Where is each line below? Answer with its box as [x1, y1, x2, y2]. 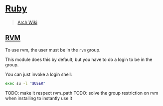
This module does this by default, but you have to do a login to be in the [5, 56, 153, 62]
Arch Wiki [17, 19, 37, 25]
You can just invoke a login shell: [5, 71, 72, 77]
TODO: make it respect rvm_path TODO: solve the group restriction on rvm [5, 90, 159, 96]
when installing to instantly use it [5, 95, 72, 101]
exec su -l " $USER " [5, 81, 46, 86]
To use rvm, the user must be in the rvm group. [5, 47, 101, 53]
